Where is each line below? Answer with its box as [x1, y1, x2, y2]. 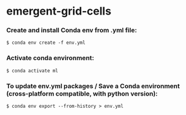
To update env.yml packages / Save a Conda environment [6, 82, 181, 90]
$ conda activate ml [6, 68, 59, 74]
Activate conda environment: [6, 54, 94, 62]
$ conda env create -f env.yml [6, 40, 86, 46]
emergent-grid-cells [6, 4, 111, 18]
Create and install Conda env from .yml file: [6, 26, 137, 35]
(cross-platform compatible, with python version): [6, 89, 158, 98]
